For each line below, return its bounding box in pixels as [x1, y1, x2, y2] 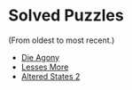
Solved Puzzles [8, 5, 125, 26]
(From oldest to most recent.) [8, 35, 115, 45]
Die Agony [20, 52, 59, 62]
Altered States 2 [20, 70, 81, 81]
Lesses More [20, 61, 69, 72]
